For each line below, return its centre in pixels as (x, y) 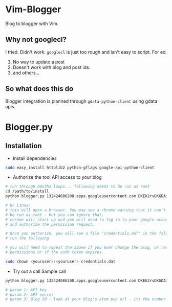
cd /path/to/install (27, 192)
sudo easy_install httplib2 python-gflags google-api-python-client (80, 168)
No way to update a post (39, 62)
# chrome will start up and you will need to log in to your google (80, 220)
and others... (26, 73)
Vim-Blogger (33, 9)
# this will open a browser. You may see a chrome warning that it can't (86, 210)
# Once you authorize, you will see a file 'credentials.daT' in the (81, 233)
